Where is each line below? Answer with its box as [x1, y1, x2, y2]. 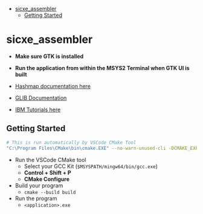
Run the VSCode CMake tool [14, 156, 86, 163]
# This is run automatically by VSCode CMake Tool [6, 139, 137, 146]
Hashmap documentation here [14, 82, 91, 89]
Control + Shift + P [24, 169, 71, 176]
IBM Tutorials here [14, 106, 61, 113]
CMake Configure [24, 175, 69, 183]
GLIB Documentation [14, 94, 67, 102]
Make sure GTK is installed [14, 53, 84, 60]
